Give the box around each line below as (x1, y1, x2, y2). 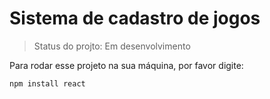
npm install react (9, 78, 86, 89)
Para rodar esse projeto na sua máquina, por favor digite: (9, 59, 244, 71)
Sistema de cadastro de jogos (9, 7, 261, 30)
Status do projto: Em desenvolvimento (33, 40, 191, 52)
